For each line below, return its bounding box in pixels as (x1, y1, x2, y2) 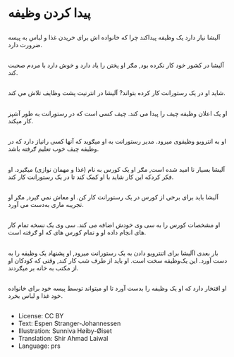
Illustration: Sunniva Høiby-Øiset (18, 327, 112, 335)
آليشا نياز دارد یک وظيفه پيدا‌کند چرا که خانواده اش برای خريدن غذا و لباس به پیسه (8, 33, 221, 42)
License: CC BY (18, 312, 64, 320)
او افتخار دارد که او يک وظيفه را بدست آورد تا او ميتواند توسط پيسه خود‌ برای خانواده (8, 284, 228, 293)
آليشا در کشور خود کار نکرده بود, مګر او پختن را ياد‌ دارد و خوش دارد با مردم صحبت (8, 61, 224, 69)
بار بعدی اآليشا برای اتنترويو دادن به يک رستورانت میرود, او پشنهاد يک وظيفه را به (8, 249, 218, 257)
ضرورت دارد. (8, 40, 43, 49)
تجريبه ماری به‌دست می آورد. (8, 200, 84, 208)
